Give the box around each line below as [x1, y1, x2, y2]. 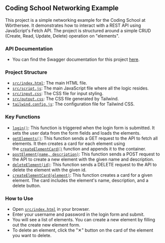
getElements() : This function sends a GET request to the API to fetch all [12, 135, 158, 141]
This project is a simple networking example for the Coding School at [5, 17, 146, 23]
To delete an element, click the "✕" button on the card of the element [12, 227, 154, 233]
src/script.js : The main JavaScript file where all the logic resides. [12, 85, 149, 91]
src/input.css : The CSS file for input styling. [12, 91, 104, 97]
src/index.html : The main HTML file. [12, 80, 87, 86]
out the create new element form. [12, 222, 81, 228]
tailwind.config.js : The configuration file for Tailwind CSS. [12, 101, 135, 107]
